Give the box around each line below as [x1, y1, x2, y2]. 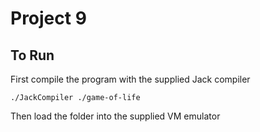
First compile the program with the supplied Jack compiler [10, 73, 251, 85]
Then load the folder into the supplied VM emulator [10, 110, 221, 122]
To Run [10, 47, 55, 64]
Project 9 [10, 7, 87, 30]
